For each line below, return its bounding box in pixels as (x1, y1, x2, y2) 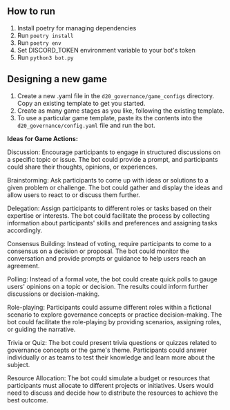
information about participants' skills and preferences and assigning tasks (7, 218, 218, 227)
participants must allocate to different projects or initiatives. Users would (7, 381, 214, 389)
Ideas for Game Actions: (7, 134, 78, 142)
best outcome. (7, 395, 48, 404)
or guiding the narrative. (7, 325, 76, 333)
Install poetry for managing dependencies (17, 24, 137, 32)
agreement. (7, 261, 40, 270)
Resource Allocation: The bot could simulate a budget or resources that (7, 373, 211, 382)
